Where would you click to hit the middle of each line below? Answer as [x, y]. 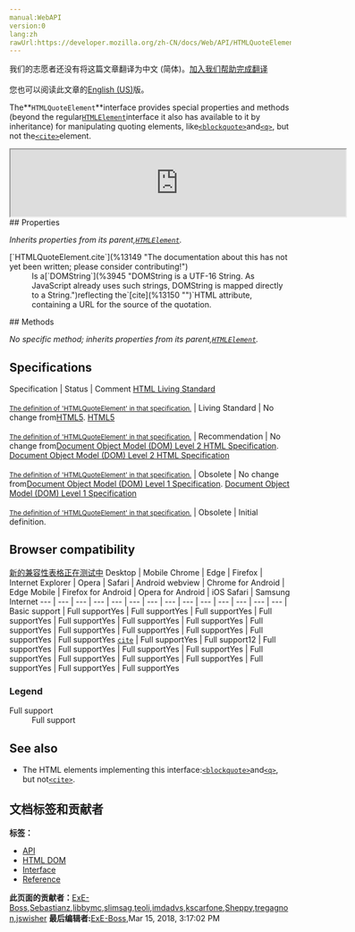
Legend [26, 691]
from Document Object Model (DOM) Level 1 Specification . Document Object [150, 484]
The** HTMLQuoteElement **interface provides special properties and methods [149, 107]
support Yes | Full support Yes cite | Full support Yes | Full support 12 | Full [143, 639]
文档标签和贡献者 [56, 810]
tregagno [271, 907]
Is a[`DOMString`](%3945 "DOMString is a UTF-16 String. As [143, 276]
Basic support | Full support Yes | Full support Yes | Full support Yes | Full [141, 611]
